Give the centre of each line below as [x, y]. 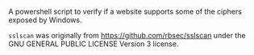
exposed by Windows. [45, 20]
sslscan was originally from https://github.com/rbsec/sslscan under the [127, 35]
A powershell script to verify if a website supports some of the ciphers [125, 12]
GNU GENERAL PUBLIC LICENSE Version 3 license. [94, 44]
